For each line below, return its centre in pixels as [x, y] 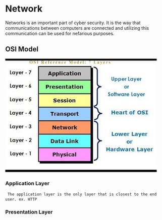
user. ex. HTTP [21, 199]
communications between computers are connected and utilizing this [77, 28]
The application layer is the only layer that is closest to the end [82, 194]
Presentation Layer [29, 212]
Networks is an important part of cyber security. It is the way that [73, 23]
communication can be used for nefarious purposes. [60, 33]
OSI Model [22, 49]
